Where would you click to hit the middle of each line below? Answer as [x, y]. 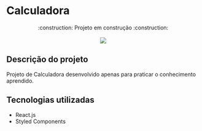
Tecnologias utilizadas [50, 100]
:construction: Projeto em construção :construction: [103, 28]
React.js [25, 114]
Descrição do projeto [47, 60]
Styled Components [41, 121]
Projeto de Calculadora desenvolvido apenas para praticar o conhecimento [101, 74]
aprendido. [20, 81]
